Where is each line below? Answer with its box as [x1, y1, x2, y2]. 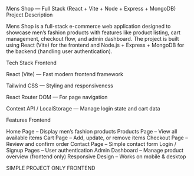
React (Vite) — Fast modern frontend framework [6, 71, 124, 77]
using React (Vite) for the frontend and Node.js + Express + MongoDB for [6, 41, 185, 48]
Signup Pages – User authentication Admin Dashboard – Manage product [6, 147, 184, 154]
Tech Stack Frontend [6, 59, 57, 66]
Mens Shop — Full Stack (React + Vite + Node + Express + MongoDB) [6, 5, 176, 12]
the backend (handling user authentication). [6, 48, 113, 55]
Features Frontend [6, 116, 51, 123]
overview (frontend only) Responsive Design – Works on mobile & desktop [6, 153, 187, 160]
